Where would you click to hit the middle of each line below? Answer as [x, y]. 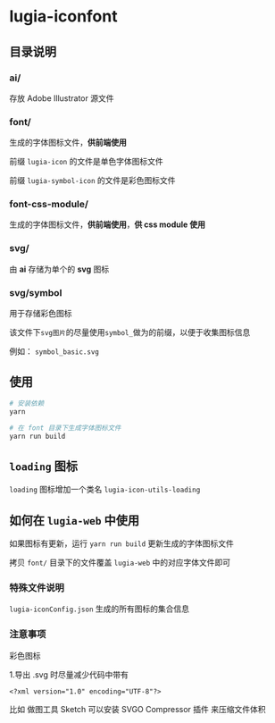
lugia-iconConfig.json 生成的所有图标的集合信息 [100, 609]
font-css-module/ [49, 205]
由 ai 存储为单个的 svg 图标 [59, 269]
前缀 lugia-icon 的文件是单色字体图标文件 [86, 162]
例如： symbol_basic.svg [54, 351]
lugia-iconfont [63, 17]
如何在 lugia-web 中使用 [75, 520]
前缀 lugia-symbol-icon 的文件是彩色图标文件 [92, 181]
